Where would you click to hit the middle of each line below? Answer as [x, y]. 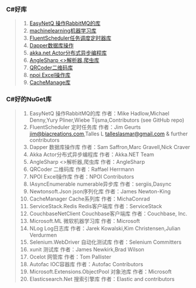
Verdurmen [43, 235]
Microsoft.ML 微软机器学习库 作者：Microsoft [85, 221]
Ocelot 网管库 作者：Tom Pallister [70, 257]
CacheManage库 [50, 82]
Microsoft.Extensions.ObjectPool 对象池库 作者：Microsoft [100, 271]
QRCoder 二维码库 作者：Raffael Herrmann [82, 169]
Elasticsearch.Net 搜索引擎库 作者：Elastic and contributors [102, 279]
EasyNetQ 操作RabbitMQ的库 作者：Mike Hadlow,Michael [99, 113]
